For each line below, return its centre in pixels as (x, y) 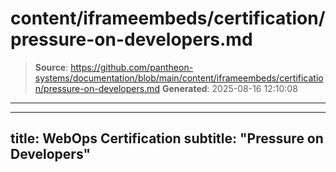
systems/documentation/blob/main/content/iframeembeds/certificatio (179, 78)
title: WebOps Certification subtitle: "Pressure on (167, 138)
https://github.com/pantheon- (132, 67)
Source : (51, 67)
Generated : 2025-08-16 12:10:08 (229, 88)
